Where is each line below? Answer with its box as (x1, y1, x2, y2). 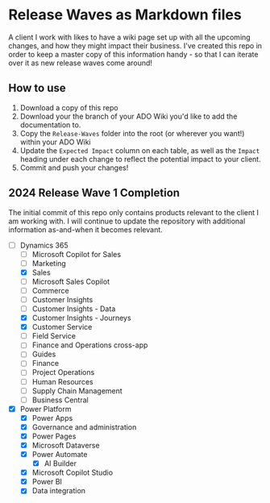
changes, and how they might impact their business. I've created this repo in (8, 40, 263, 50)
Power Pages (31, 431, 77, 441)
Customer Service (31, 322, 93, 332)
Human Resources (31, 376, 94, 386)
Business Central (31, 395, 89, 405)
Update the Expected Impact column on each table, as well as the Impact (19, 145, 260, 155)
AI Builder (44, 459, 77, 468)
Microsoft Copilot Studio (31, 468, 114, 477)
